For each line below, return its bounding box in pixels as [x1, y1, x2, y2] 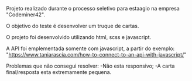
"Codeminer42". [6, 11, 46, 18]
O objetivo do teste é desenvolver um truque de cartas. [6, 23, 139, 29]
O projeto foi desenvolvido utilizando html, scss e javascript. [6, 34, 151, 40]
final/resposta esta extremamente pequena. [6, 69, 112, 75]
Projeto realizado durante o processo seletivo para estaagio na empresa [6, 5, 180, 12]
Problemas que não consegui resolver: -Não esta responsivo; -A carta [6, 62, 175, 69]
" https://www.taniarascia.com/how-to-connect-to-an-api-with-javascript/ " [6, 51, 187, 58]
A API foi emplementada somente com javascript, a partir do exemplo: [6, 45, 175, 52]
